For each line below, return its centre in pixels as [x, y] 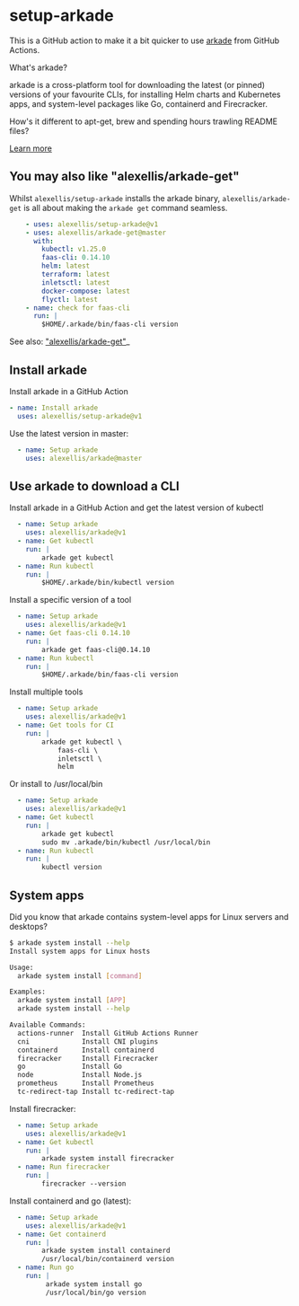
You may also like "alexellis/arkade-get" [124, 176]
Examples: [28, 992]
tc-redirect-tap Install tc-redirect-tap [96, 1092]
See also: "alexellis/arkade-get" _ [70, 341]
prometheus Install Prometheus [86, 1083]
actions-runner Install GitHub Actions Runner [108, 1033]
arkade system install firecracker [108, 1159]
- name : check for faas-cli [78, 308]
